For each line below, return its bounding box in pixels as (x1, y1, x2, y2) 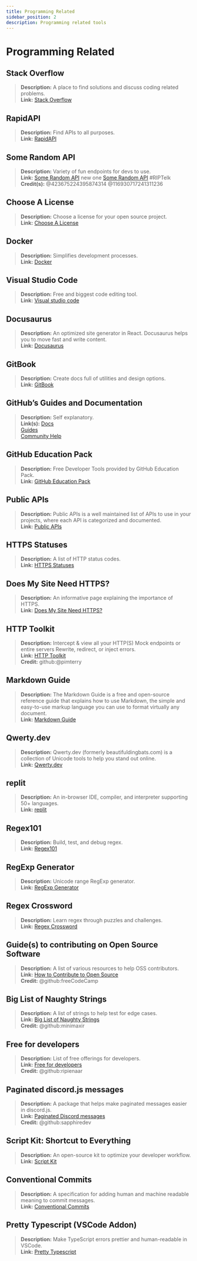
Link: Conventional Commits (20, 1203, 89, 1210)
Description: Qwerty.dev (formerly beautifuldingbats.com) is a (20, 748, 172, 756)
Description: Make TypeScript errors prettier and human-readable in (20, 1236, 187, 1243)
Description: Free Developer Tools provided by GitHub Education (20, 465, 179, 472)
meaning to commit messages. (20, 1196, 95, 1203)
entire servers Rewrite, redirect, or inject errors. (20, 645, 136, 653)
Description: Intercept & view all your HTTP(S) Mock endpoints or (20, 639, 181, 646)
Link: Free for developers (20, 1061, 82, 1068)
